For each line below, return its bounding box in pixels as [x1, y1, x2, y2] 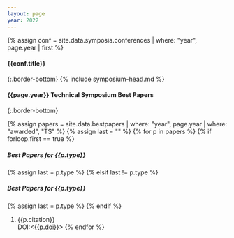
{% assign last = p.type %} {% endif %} [7, 202, 122, 210]
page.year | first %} [7, 43, 64, 52]
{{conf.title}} [7, 59, 46, 68]
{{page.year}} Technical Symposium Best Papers [7, 91, 154, 99]
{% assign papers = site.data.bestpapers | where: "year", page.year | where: [7, 119, 228, 128]
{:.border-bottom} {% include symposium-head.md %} [7, 75, 165, 83]
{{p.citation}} [17, 215, 55, 223]
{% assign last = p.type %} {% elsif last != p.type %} [7, 168, 159, 177]
